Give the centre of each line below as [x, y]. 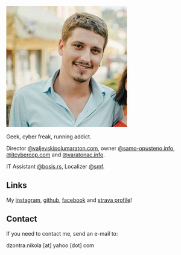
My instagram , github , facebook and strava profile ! [69, 200]
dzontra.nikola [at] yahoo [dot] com [50, 245]
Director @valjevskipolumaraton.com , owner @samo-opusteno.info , [91, 148]
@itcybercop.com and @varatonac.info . [56, 155]
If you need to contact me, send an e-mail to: [62, 233]
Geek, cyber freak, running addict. [49, 137]
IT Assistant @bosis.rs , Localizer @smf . [56, 166]
